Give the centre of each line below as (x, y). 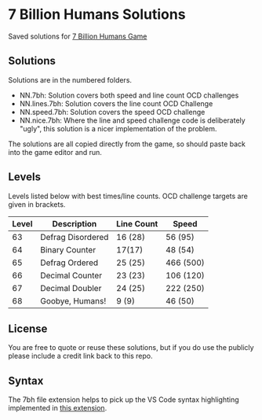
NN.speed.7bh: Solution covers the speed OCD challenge (112, 112)
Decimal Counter (71, 275)
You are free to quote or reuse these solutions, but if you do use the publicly (131, 348)
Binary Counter (68, 249)
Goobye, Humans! (73, 300)
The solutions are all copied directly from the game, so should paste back (127, 144)
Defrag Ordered (69, 263)
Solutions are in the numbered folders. (70, 79)
